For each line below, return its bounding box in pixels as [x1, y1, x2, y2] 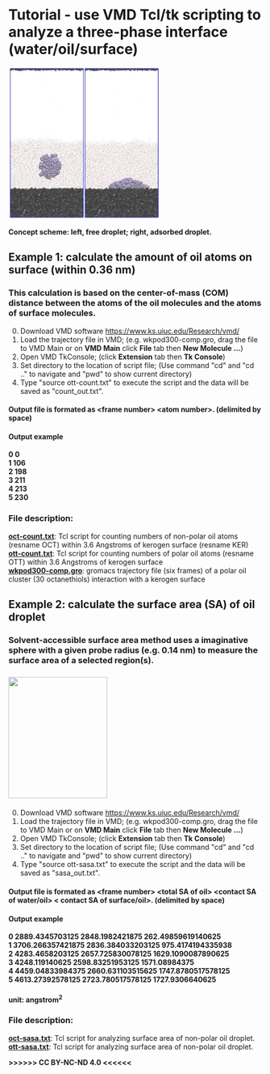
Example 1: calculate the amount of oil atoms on [8, 251, 252, 264]
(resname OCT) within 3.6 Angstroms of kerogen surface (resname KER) [8, 539, 249, 549]
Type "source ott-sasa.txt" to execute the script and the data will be [19, 860, 246, 869]
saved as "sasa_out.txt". [19, 868, 101, 878]
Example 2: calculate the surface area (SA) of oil [8, 598, 255, 611]
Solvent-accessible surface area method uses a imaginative [8, 635, 248, 646]
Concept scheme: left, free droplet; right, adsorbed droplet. [8, 226, 212, 236]
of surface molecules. [8, 307, 97, 319]
